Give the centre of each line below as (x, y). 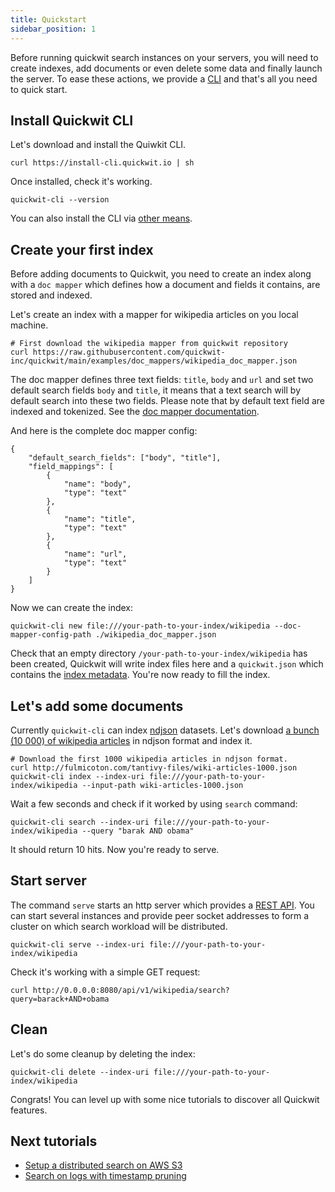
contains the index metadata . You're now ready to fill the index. (140, 675)
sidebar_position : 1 (53, 29)
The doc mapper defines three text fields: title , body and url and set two (162, 380)
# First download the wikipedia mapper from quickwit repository (149, 344)
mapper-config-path (51, 635)
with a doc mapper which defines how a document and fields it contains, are (165, 285)
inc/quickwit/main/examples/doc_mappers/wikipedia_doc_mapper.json (154, 361)
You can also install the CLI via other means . (101, 218)
